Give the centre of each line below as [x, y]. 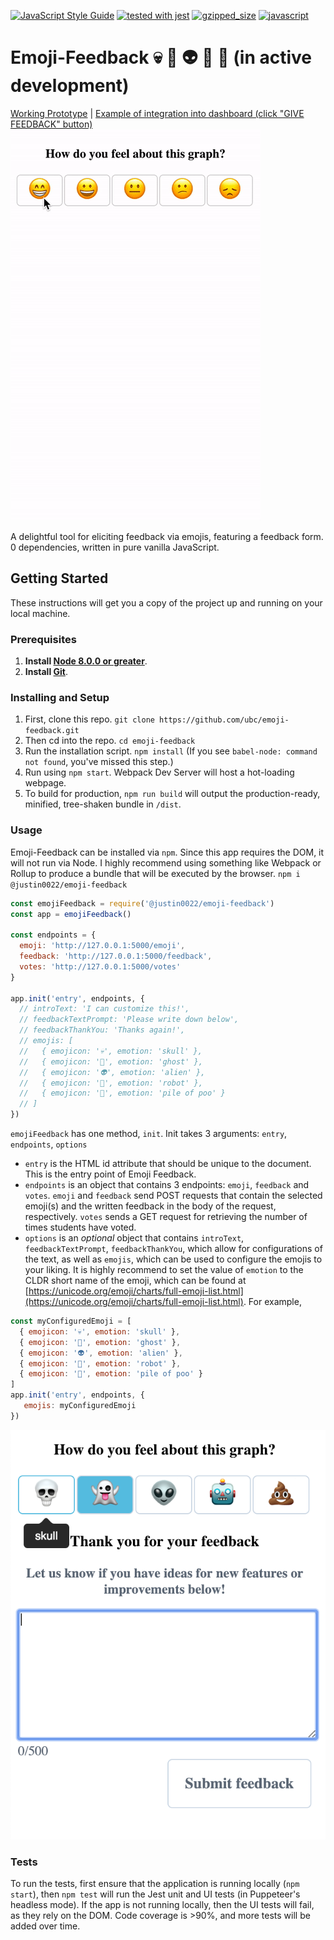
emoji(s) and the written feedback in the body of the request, [150, 1206]
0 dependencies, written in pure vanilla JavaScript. [115, 547]
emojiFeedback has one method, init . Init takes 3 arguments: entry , [149, 1134]
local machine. [40, 613]
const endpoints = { [53, 935]
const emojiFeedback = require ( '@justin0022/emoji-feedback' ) [142, 903]
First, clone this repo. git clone [89, 719]
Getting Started [59, 578]
